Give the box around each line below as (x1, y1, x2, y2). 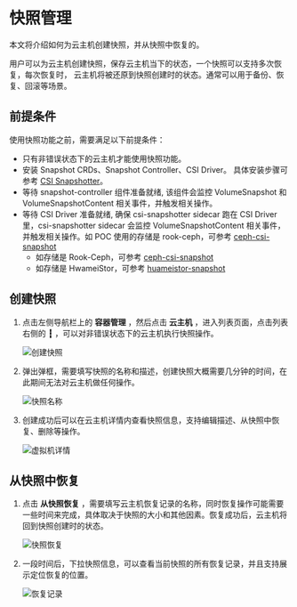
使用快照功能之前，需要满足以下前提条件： (9, 134, 165, 145)
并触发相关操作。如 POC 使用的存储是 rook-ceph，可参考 (21, 231, 232, 241)
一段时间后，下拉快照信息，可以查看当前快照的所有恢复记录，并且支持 (21, 558, 280, 570)
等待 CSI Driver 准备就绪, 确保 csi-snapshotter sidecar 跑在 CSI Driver (21, 208, 277, 219)
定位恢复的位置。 (29, 570, 93, 580)
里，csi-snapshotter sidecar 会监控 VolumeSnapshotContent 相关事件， (21, 220, 286, 231)
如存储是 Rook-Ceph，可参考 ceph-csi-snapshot (35, 251, 214, 263)
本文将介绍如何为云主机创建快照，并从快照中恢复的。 (9, 39, 205, 50)
